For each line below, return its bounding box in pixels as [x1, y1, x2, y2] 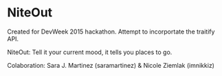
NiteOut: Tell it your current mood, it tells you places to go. [7, 48, 173, 56]
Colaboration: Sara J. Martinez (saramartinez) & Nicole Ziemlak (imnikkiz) [7, 61, 215, 69]
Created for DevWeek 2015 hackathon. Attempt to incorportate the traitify [7, 27, 215, 36]
